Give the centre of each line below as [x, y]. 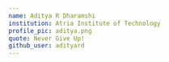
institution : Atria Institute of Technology [84, 23]
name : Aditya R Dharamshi [52, 16]
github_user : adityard [46, 46]
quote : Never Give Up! [46, 38]
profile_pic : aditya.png [50, 31]
